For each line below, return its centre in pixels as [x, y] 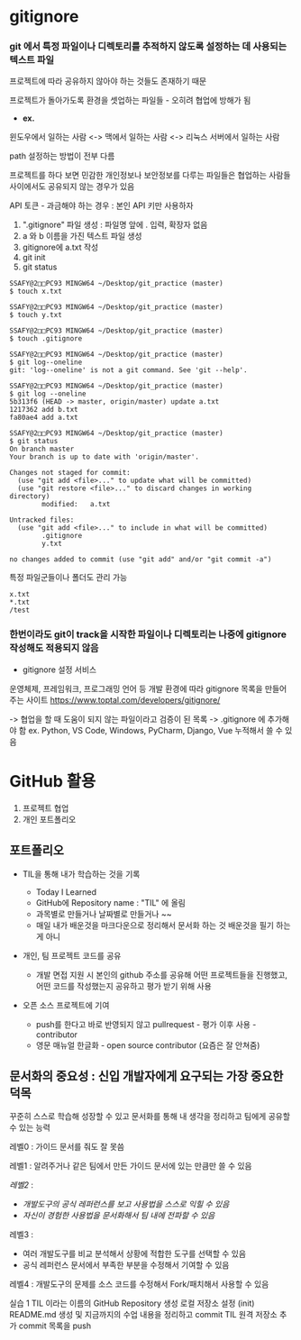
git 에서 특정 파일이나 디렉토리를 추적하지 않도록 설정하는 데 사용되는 [148, 47]
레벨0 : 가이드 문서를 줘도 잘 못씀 [67, 1147]
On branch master [42, 449]
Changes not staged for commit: [70, 473]
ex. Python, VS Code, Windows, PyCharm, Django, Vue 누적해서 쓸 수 [156, 730]
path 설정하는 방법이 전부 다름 [62, 156]
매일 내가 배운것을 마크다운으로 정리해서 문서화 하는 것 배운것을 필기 [155, 925]
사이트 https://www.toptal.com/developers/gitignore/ [123, 699]
